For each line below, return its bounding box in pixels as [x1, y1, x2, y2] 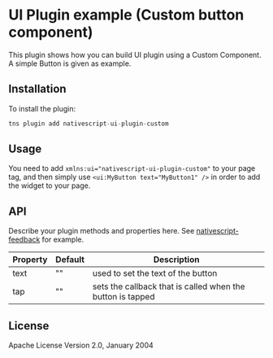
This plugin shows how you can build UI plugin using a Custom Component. [8, 50, 262, 59]
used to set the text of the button [92, 268, 218, 279]
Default [55, 254, 85, 265]
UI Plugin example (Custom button [8, 6, 245, 24]
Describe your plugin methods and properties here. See [8, 226, 195, 236]
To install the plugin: [8, 103, 76, 113]
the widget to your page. [8, 181, 91, 190]
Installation [8, 82, 67, 96]
